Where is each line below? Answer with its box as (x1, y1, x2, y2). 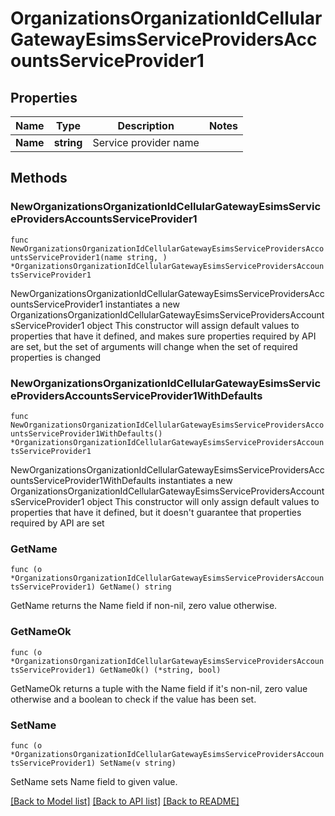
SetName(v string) (99, 758, 177, 768)
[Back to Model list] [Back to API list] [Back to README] (10, 795, 240, 807)
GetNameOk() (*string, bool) (99, 665, 222, 675)
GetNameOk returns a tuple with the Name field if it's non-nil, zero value (10, 682, 308, 694)
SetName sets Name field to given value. (10, 775, 178, 787)
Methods (10, 170, 68, 187)
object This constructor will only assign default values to (86, 495, 320, 507)
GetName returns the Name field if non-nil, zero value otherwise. (10, 600, 278, 612)
